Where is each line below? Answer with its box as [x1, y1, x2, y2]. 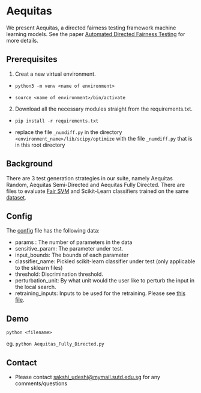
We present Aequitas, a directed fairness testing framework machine [6, 24, 176, 31]
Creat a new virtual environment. [14, 70, 96, 78]
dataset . [6, 193, 27, 201]
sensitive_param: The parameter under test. [14, 245, 124, 252]
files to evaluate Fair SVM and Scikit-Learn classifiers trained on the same [6, 187, 189, 195]
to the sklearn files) [14, 264, 63, 272]
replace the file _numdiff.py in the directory [14, 128, 122, 136]
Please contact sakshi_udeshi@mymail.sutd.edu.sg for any [14, 374, 161, 380]
